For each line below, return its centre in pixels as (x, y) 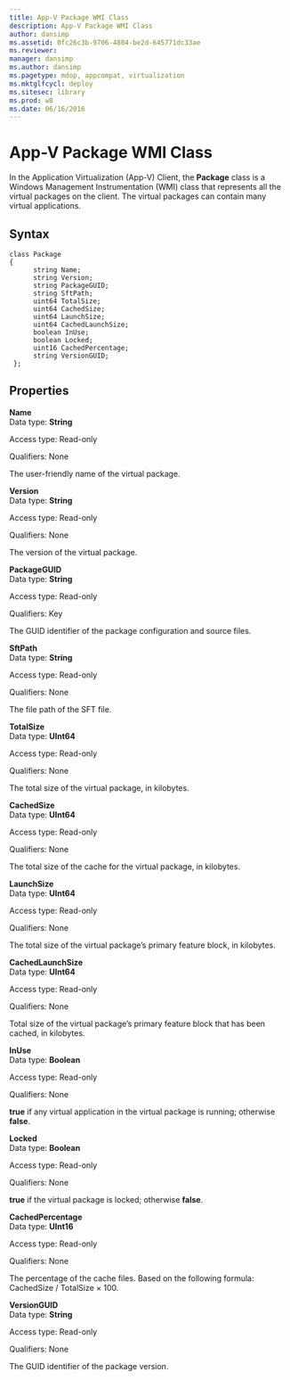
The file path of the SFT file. (60, 709)
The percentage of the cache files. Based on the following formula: (132, 1278)
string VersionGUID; (71, 356)
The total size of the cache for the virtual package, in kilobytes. (125, 867)
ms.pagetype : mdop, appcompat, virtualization (97, 76)
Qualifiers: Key (36, 613)
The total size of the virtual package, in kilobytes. (99, 788)
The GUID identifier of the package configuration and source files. (130, 630)
